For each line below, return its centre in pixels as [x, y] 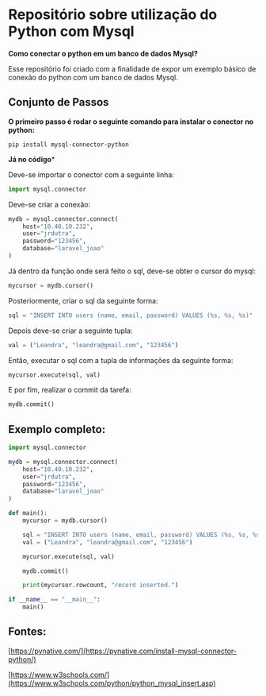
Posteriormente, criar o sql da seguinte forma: [83, 300]
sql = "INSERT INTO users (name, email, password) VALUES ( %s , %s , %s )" [131, 315]
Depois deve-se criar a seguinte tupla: [70, 331]
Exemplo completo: [57, 429]
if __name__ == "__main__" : [55, 600]
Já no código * [32, 159]
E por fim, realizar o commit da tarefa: [70, 390]
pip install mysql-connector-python [68, 145]
